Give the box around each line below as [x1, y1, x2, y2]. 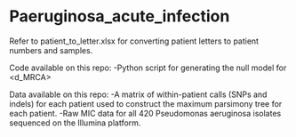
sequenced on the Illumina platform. [9, 117, 141, 128]
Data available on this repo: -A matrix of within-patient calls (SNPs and [9, 89, 268, 100]
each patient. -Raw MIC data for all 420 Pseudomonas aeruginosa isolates [9, 108, 282, 118]
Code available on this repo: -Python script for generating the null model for [9, 62, 287, 73]
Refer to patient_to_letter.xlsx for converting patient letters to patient [9, 36, 260, 46]
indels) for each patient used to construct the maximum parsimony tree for [9, 98, 283, 109]
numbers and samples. [9, 44, 93, 55]
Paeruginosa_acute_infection [9, 6, 230, 27]
